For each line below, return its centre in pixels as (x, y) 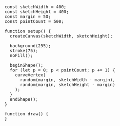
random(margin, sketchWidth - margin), (68, 80)
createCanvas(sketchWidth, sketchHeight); (61, 36)
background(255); (30, 46)
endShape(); (24, 99)
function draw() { (27, 114)
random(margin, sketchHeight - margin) (68, 85)
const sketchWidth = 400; (36, 7)
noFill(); (21, 55)
